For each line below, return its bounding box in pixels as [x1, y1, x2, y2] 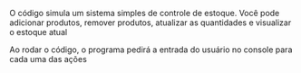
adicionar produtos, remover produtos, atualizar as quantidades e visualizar [9, 17, 292, 28]
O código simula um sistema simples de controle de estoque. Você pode [9, 8, 280, 18]
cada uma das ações [9, 54, 88, 64]
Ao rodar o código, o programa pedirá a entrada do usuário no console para [9, 44, 293, 55]
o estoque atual [9, 27, 68, 37]
